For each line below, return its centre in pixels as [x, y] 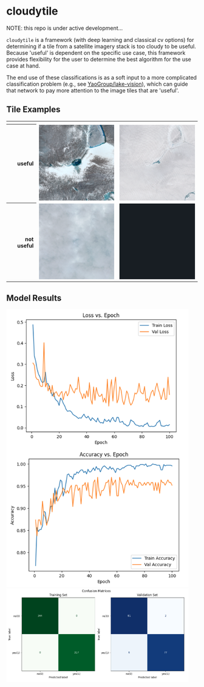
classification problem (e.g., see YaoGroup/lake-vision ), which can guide [97, 84]
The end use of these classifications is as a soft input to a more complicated [102, 77]
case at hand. [23, 66]
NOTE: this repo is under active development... [65, 28]
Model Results [34, 298]
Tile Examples [33, 110]
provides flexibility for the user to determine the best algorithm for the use [99, 59]
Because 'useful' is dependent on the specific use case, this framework [96, 52]
